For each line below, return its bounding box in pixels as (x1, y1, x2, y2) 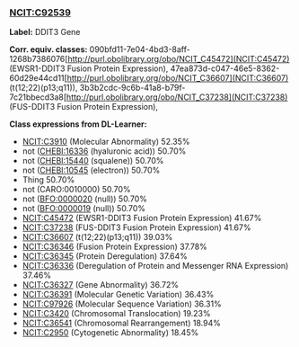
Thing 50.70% (22, 174, 75, 185)
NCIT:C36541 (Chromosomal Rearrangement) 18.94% (22, 317, 222, 329)
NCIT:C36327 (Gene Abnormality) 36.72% (22, 280, 180, 290)
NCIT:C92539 (9, 6, 72, 19)
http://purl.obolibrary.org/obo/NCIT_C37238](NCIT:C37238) (66, 92, 288, 102)
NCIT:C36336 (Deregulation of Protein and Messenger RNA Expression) (22, 261, 289, 271)
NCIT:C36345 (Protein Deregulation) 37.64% (22, 251, 189, 262)
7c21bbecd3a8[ (9, 92, 67, 102)
